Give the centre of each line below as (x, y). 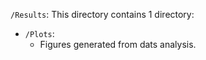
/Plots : (39, 33)
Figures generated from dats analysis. (118, 44)
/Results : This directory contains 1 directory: (102, 14)
